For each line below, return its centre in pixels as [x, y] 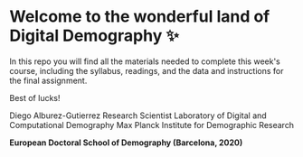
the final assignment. [48, 80]
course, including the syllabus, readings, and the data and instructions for [147, 70]
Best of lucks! [35, 97]
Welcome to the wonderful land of [140, 17]
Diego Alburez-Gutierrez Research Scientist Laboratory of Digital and [138, 115]
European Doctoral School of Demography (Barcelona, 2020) [126, 143]
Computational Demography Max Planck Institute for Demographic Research [152, 125]
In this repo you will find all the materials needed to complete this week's [145, 61]
